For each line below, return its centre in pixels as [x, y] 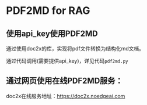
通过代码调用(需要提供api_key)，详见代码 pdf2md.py [67, 61]
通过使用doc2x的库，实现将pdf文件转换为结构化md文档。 [75, 48]
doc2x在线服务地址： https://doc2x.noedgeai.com [66, 96]
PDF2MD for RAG [48, 11]
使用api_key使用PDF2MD [52, 33]
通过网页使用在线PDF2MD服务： [65, 81]
